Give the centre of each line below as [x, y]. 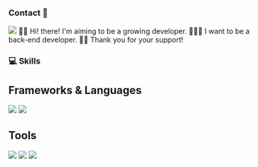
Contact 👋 [28, 13]
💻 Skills [25, 61]
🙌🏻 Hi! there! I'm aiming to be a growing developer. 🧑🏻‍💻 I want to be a [134, 31]
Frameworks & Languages [75, 90]
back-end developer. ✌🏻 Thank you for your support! [96, 40]
